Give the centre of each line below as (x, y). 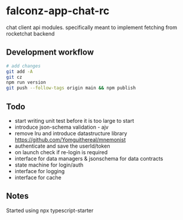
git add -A (19, 71)
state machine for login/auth (49, 165)
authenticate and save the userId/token (62, 146)
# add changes (24, 66)
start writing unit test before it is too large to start (74, 120)
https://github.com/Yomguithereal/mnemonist (70, 139)
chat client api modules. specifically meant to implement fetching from (92, 27)
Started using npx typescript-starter (50, 210)
